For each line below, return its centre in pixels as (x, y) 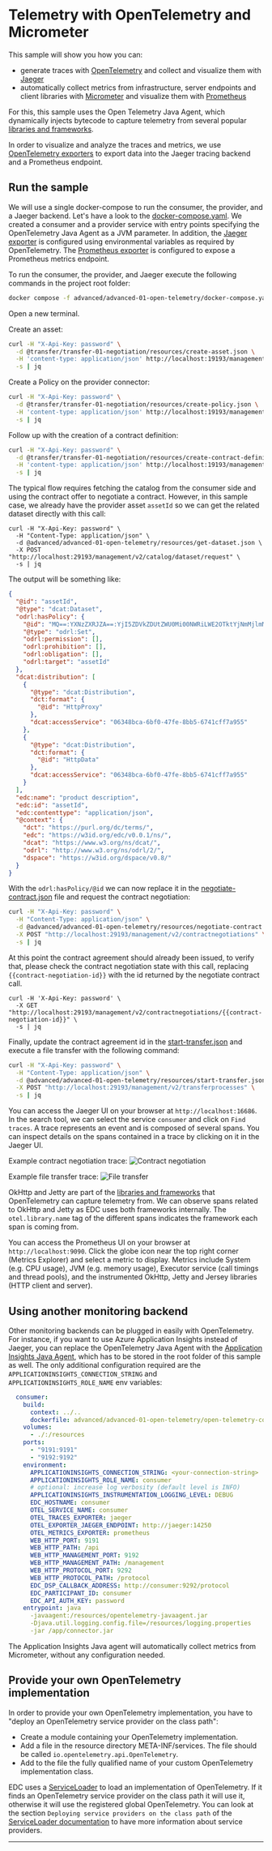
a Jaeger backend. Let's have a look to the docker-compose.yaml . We (125, 216)
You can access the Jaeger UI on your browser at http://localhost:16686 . (133, 1111)
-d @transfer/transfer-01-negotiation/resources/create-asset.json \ (135, 351)
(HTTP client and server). (51, 1286)
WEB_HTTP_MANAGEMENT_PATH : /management (97, 1563)
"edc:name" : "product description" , (77, 797)
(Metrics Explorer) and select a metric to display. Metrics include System (130, 1260)
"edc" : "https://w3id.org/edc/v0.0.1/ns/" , (98, 836)
